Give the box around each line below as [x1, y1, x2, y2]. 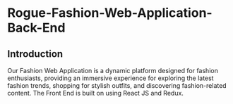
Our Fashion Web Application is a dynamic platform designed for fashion [7, 67, 219, 74]
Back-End [7, 20, 66, 36]
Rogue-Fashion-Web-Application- [7, 5, 213, 21]
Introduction [7, 48, 64, 60]
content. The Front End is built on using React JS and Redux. [7, 89, 184, 97]
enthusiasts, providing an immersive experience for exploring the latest [7, 74, 214, 82]
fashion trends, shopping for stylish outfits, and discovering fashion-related [7, 82, 227, 89]
